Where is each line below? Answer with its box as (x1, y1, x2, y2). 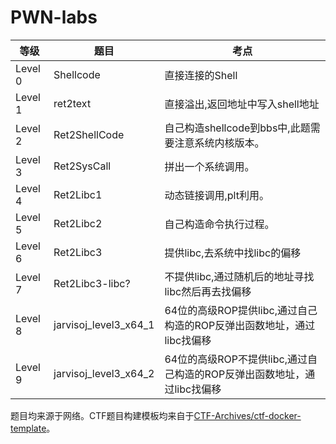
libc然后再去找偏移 (164, 284, 252, 298)
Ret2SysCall (53, 159, 112, 173)
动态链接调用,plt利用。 (164, 188, 270, 202)
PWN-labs (10, 6, 98, 29)
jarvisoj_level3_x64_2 (53, 366, 155, 380)
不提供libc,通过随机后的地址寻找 (164, 269, 315, 283)
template (10, 422, 47, 434)
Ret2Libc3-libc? (53, 276, 131, 290)
